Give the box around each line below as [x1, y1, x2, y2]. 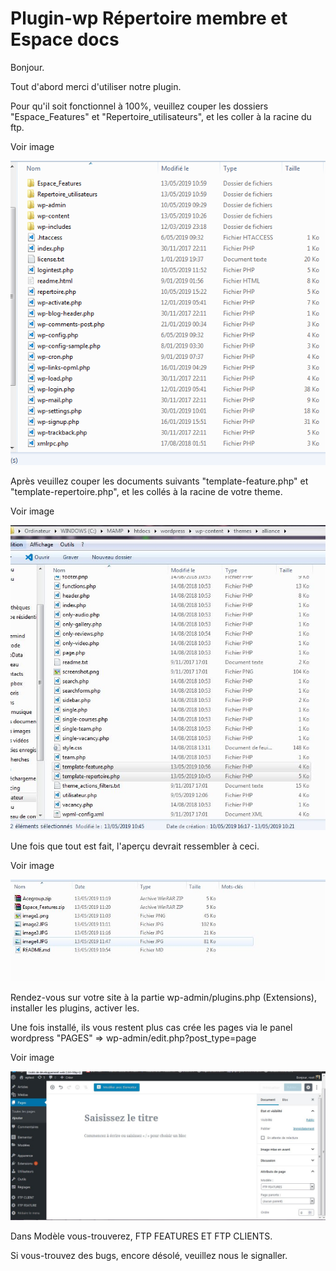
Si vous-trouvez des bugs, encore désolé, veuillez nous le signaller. [10, 1249, 288, 1261]
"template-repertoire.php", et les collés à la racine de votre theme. [10, 486, 283, 498]
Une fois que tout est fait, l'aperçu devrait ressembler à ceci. [10, 840, 260, 852]
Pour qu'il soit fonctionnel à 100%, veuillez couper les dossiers [10, 100, 269, 112]
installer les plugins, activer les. [10, 1002, 140, 1014]
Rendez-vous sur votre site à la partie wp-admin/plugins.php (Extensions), [10, 991, 317, 1003]
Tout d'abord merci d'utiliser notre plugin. [10, 80, 182, 92]
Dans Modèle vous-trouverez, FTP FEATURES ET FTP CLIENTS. [10, 1230, 273, 1242]
